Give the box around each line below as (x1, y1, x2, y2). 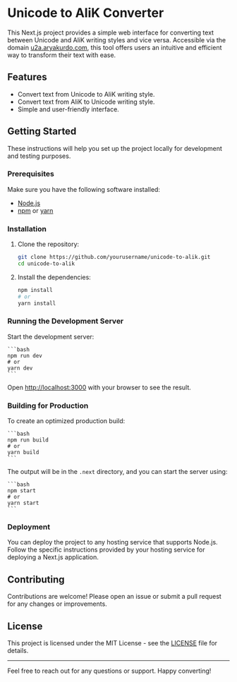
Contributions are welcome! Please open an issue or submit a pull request (7, 592, 222, 601)
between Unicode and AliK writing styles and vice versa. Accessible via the (7, 35, 226, 44)
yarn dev (7, 365, 33, 372)
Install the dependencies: (17, 273, 92, 281)
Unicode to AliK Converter (7, 5, 164, 21)
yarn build (7, 449, 39, 456)
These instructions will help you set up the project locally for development (7, 144, 222, 152)
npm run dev (7, 352, 42, 359)
